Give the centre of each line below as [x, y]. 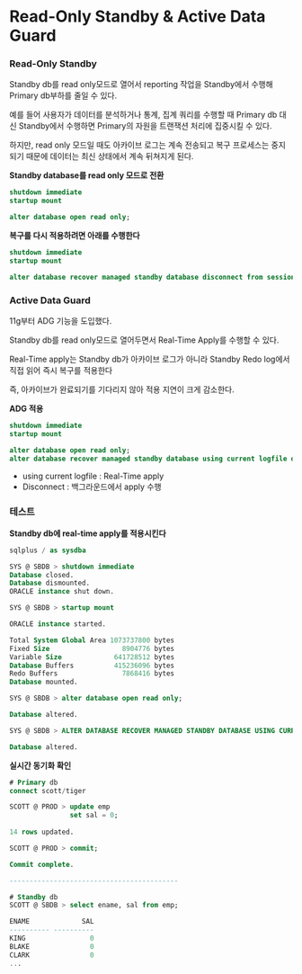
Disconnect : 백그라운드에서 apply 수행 [92, 487]
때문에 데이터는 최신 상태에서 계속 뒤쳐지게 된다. [110, 156]
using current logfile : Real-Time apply [93, 476]
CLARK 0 [52, 955]
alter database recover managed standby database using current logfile [148, 459]
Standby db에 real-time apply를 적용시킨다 [88, 533]
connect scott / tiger [48, 791]
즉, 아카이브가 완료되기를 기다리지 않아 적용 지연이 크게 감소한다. [122, 389]
